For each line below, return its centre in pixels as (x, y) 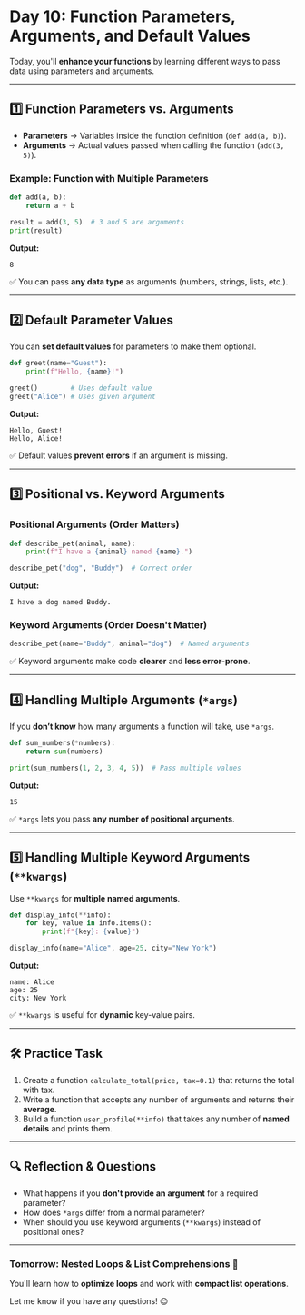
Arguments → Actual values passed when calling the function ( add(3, (153, 145)
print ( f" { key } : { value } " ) (91, 932)
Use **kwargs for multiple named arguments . (95, 898)
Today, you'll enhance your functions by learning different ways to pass (145, 61)
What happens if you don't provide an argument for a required (140, 1193)
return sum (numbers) (64, 752)
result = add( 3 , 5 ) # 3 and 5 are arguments (97, 222)
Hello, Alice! (36, 438)
